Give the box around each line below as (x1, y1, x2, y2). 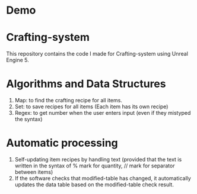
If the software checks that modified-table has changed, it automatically (14, 175, 191, 182)
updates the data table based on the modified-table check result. (14, 181, 174, 188)
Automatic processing (6, 137, 119, 150)
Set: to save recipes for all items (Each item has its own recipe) (14, 103, 169, 110)
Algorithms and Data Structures (6, 77, 166, 90)
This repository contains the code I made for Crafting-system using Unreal (6, 50, 189, 57)
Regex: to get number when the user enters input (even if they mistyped (14, 109, 191, 117)
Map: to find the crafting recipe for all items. (14, 97, 123, 104)
